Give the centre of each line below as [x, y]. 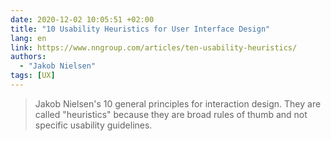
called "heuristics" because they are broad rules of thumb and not [171, 114]
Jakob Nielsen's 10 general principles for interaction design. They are [178, 103]
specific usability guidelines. [93, 125]
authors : [28, 57]
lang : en [28, 38]
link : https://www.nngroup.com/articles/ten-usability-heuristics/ [154, 47]
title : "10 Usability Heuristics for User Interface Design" [140, 29]
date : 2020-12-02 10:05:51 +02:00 [82, 19]
